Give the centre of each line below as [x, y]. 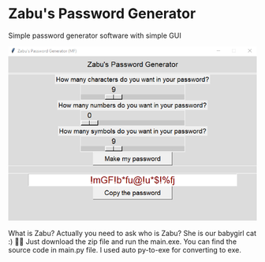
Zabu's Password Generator [102, 14]
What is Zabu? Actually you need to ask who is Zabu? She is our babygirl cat [132, 233]
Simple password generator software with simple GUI [95, 35]
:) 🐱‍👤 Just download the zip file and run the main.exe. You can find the [123, 242]
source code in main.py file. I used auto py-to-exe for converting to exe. [125, 249]
